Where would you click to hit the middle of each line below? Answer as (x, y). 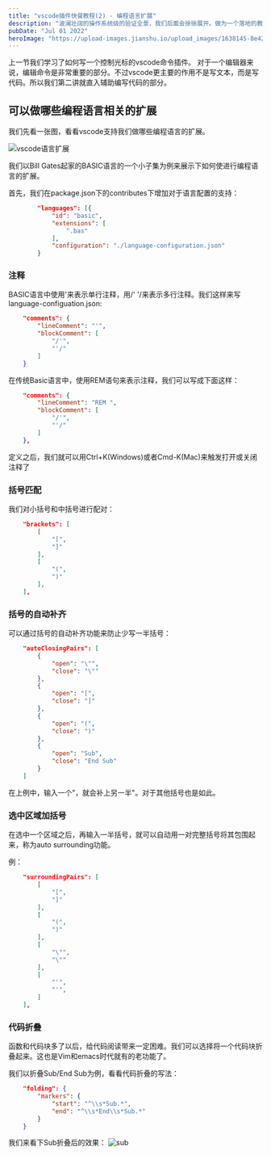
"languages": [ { (65, 208)
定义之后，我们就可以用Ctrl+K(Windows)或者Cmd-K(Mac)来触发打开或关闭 (133, 456)
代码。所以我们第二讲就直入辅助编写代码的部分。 (90, 82)
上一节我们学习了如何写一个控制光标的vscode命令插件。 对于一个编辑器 (128, 62)
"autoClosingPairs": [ (61, 649)
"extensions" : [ (79, 223)
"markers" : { (59, 1096)
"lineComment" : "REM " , (77, 403)
